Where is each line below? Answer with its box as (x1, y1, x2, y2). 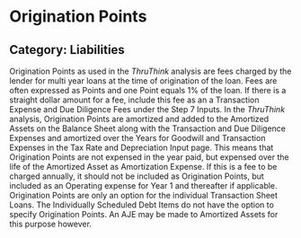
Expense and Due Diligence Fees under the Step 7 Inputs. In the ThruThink (9, 104, 286, 114)
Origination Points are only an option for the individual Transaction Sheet (9, 190, 279, 200)
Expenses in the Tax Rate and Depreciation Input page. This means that (9, 142, 274, 153)
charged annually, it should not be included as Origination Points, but (9, 171, 265, 181)
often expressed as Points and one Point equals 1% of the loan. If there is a (9, 85, 287, 95)
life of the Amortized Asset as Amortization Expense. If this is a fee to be (9, 162, 278, 172)
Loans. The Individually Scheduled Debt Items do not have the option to (9, 199, 274, 210)
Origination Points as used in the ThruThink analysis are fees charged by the (9, 66, 292, 76)
